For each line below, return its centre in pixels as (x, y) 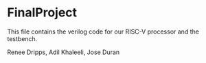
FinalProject (42, 13)
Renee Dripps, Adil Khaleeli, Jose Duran (64, 52)
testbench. (22, 38)
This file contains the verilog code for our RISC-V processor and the (103, 32)
